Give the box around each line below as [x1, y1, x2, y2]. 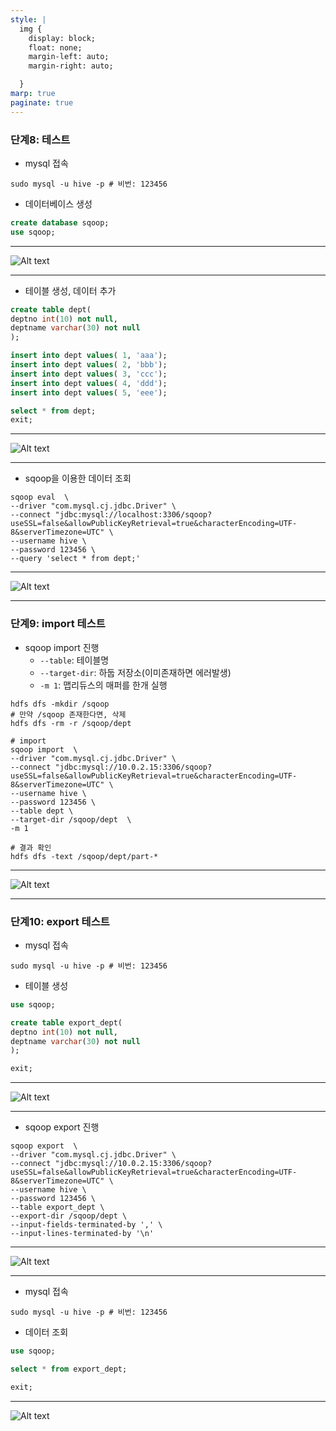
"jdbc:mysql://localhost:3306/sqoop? [54, 510, 213, 520]
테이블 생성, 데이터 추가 [24, 284, 117, 296]
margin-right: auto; [28, 61, 114, 71]
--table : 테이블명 [39, 654, 110, 666]
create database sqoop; [10, 217, 110, 228]
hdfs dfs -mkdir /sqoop [10, 699, 110, 709]
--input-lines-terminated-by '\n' [10, 1229, 155, 1239]
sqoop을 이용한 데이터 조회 [24, 472, 132, 485]
